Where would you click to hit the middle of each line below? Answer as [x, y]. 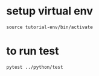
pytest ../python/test [35, 67]
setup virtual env [50, 11]
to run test [33, 51]
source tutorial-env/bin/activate [50, 27]
